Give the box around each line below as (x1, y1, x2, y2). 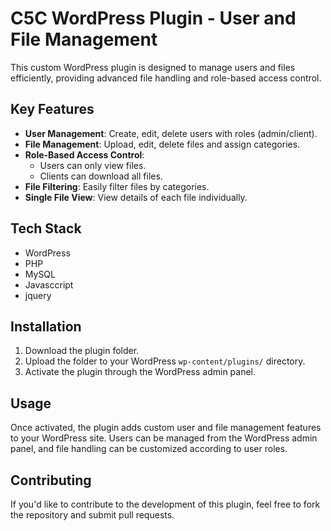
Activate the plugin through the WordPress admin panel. (24, 366, 257, 378)
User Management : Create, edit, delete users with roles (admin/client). (24, 127, 318, 139)
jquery (24, 289, 52, 301)
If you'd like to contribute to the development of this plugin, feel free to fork (10, 498, 321, 510)
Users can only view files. (39, 159, 147, 171)
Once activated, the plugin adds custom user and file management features (10, 422, 322, 434)
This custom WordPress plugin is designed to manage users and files (10, 61, 296, 73)
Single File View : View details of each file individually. (24, 191, 248, 203)
